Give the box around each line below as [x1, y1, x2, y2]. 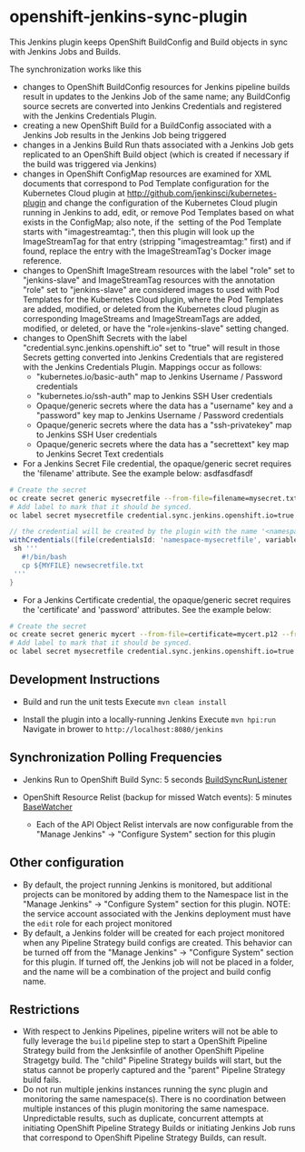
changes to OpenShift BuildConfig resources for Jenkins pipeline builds [22, 81, 290, 92]
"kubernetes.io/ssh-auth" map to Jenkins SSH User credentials [35, 390, 273, 401]
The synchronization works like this [9, 64, 143, 75]
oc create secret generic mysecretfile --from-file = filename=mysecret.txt [9, 494, 299, 503]
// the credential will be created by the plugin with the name [9, 527, 258, 536]
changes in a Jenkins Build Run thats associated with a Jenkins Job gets [22, 139, 294, 150]
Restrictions [9, 1002, 80, 1017]
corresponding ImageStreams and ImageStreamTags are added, [22, 313, 263, 324]
